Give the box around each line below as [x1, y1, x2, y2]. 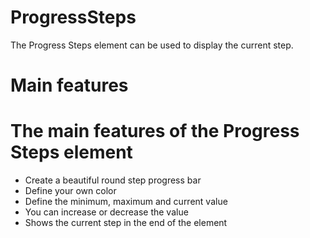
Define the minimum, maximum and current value [24, 196, 228, 208]
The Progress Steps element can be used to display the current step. [10, 39, 294, 51]
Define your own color [24, 185, 117, 197]
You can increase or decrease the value [24, 206, 189, 218]
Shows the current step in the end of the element [24, 217, 228, 229]
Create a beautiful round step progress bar [24, 174, 202, 186]
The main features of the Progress [10, 120, 300, 143]
